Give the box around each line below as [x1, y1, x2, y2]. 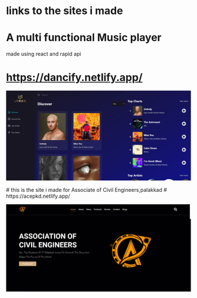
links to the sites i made [6, 4, 123, 18]
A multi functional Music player [6, 31, 162, 45]
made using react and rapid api [6, 50, 81, 57]
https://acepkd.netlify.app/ [6, 192, 70, 200]
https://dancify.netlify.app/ [6, 71, 143, 84]
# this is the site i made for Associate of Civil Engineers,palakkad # [6, 187, 167, 194]
